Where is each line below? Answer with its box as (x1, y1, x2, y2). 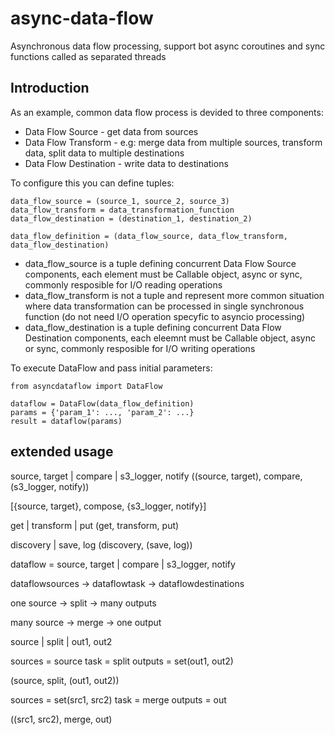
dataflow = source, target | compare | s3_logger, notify (10, 558, 236, 570)
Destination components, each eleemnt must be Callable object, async (24, 332, 316, 344)
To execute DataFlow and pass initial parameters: (10, 362, 213, 374)
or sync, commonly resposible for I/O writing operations (24, 342, 256, 354)
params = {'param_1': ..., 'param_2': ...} (10, 407, 195, 417)
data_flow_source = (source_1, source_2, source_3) (10, 196, 230, 206)
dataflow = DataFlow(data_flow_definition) (10, 398, 195, 409)
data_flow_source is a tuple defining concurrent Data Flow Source (24, 257, 297, 269)
